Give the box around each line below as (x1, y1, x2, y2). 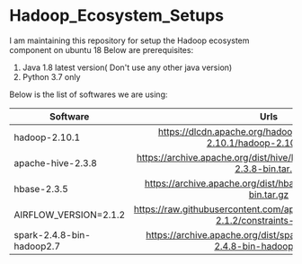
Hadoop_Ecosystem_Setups (9, 5, 225, 26)
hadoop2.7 (13, 240, 61, 252)
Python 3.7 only (22, 71, 81, 82)
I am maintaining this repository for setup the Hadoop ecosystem (9, 35, 250, 46)
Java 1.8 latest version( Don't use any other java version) (22, 62, 233, 73)
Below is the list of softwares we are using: (9, 89, 168, 100)
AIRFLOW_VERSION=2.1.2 (13, 208, 126, 221)
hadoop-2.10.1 (13, 131, 81, 144)
